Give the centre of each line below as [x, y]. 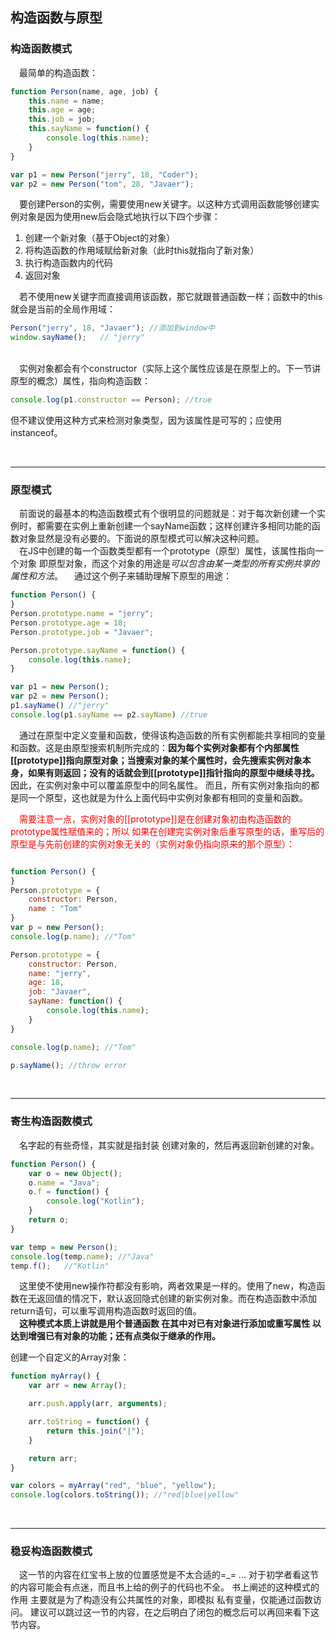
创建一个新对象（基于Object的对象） [100, 238]
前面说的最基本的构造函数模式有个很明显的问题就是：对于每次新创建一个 [167, 514]
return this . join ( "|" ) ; [95, 1431]
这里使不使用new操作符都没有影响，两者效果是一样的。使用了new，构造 [167, 1286]
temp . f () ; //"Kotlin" [60, 1266]
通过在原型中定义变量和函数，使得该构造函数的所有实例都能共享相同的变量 [172, 735]
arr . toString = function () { [89, 1422]
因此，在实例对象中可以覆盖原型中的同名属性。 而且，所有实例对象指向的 [160, 785]
